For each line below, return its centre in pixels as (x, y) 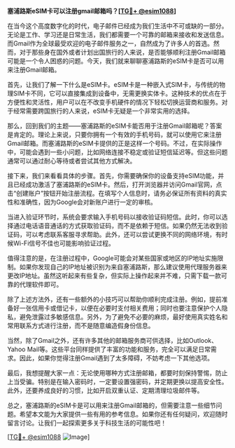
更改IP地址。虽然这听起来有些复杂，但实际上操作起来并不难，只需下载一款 (114, 276)
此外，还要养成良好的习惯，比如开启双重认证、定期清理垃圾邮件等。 (105, 391)
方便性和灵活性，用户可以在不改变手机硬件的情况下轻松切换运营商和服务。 (114, 102)
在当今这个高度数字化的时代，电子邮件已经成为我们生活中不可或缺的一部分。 (117, 26)
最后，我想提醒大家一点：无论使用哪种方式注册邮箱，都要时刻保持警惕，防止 (117, 373)
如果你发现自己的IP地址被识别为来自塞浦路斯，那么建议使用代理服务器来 (123, 267)
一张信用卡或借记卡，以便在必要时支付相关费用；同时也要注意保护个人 (120, 308)
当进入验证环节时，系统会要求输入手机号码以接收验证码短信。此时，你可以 (114, 217)
